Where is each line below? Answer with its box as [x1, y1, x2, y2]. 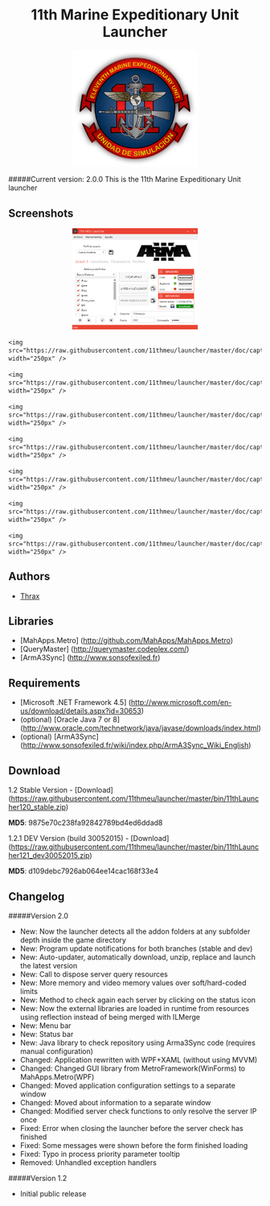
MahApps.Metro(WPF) [19, 1071, 95, 1081]
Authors [8, 570, 51, 583]
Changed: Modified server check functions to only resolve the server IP [19, 1106, 257, 1116]
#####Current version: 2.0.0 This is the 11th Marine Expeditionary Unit [8, 175, 241, 184]
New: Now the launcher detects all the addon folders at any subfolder [19, 926, 251, 936]
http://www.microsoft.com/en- [131, 698, 232, 707]
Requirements [8, 676, 80, 690]
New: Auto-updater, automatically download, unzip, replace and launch [19, 952, 256, 962]
